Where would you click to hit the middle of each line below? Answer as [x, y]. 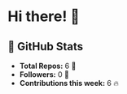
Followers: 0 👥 [44, 75]
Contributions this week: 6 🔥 [69, 83]
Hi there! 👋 [44, 17]
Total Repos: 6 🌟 [48, 66]
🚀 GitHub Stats [45, 47]
